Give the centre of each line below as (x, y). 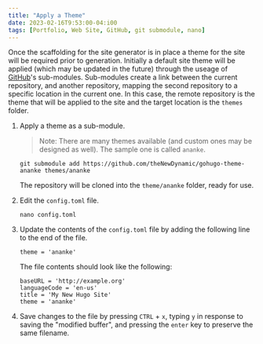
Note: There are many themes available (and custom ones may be (146, 141)
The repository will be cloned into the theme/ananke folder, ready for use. (137, 185)
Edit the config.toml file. (59, 200)
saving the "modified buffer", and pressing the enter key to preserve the (136, 325)
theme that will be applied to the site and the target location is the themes (126, 102)
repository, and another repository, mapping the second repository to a (123, 86)
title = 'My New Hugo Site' (65, 295)
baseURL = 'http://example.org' (72, 281)
